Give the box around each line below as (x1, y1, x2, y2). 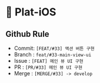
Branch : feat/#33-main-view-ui (14, 51, 92, 58)
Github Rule (5, 29, 49, 39)
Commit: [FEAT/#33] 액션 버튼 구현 (14, 44, 95, 52)
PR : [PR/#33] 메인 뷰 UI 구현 (14, 63, 83, 71)
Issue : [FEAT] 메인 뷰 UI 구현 (14, 58, 84, 64)
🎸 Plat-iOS (5, 5, 56, 19)
